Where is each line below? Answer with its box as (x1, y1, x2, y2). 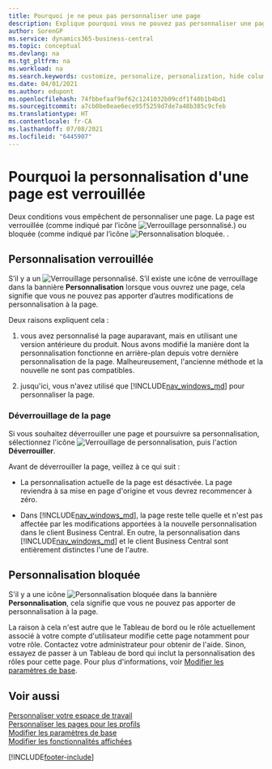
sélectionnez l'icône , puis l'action (8, 437, 237, 447)
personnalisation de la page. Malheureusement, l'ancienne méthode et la (19, 357, 263, 367)
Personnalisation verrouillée (8, 252, 154, 266)
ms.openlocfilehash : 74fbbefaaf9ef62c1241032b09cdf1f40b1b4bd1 (8, 95, 227, 103)
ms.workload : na (8, 65, 63, 73)
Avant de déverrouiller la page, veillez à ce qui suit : (8, 462, 181, 471)
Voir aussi (8, 689, 60, 702)
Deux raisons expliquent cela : (8, 316, 109, 325)
